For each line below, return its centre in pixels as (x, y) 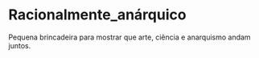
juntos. (20, 45)
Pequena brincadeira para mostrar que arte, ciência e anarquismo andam (129, 37)
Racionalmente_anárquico (97, 15)
